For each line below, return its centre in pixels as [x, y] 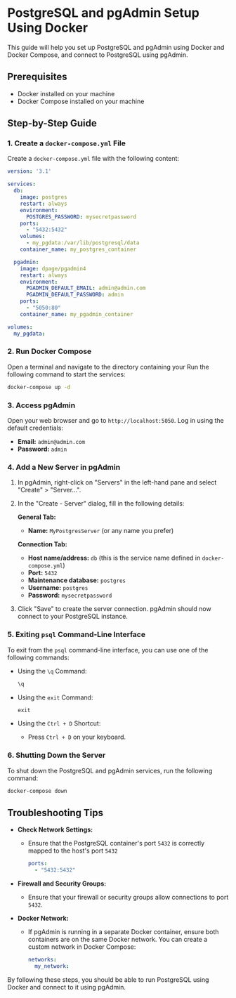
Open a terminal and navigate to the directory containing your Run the [108, 367]
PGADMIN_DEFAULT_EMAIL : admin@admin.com [86, 288]
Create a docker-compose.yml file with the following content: [93, 159]
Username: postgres [58, 588]
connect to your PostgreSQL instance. [73, 617]
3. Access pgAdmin [41, 405]
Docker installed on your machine [66, 93]
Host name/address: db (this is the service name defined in [114, 558]
